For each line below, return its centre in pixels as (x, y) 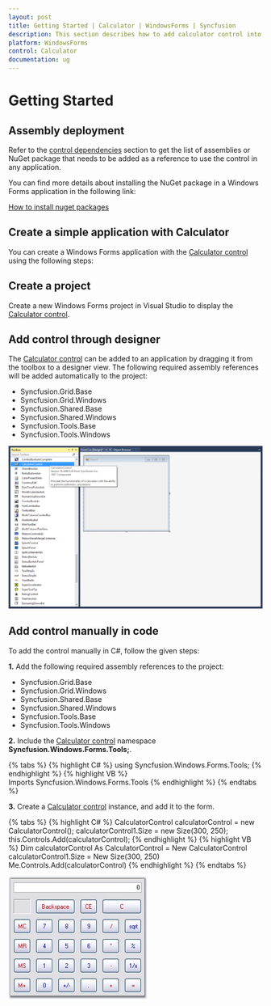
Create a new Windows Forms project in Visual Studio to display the (121, 305)
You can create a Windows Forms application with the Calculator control (128, 251)
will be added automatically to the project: (78, 376)
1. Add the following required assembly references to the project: (116, 666)
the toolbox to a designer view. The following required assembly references (134, 367)
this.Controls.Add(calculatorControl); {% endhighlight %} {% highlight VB (130, 839)
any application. (35, 167)
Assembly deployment (67, 131)
